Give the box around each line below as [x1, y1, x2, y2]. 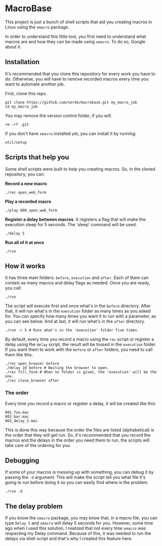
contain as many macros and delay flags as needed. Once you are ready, [5, 280, 150, 286]
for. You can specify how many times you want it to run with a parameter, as [5, 314, 156, 319]
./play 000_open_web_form [5, 208, 57, 213]
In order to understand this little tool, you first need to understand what [5, 33, 147, 39]
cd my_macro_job [5, 104, 38, 109]
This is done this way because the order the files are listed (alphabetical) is [5, 427, 155, 432]
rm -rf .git [5, 122, 29, 127]
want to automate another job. [5, 81, 65, 87]
